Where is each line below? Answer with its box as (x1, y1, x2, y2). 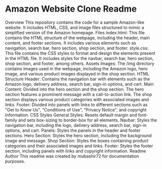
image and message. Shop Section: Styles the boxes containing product (5, 138, 149, 143)
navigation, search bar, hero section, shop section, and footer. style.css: (5, 45, 149, 51)
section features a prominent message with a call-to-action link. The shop (5, 91, 152, 97)
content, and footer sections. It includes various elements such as (5, 40, 136, 46)
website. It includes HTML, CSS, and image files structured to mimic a (5, 24, 144, 30)
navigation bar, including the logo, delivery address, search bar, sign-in (5, 122, 147, 128)
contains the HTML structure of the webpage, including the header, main (5, 35, 150, 41)
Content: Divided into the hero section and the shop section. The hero (5, 86, 144, 92)
